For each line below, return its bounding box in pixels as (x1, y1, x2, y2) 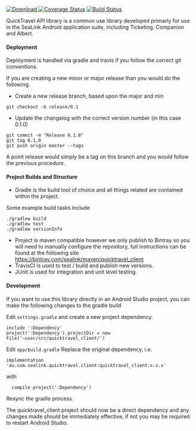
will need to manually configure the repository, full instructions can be (14, 243, 186, 250)
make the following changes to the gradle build (6, 302, 122, 309)
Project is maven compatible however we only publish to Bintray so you (14, 237, 190, 244)
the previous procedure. (6, 160, 66, 167)
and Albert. (6, 30, 34, 37)
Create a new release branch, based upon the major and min (14, 92, 164, 100)
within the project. (14, 193, 60, 200)
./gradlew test (6, 221, 44, 227)
